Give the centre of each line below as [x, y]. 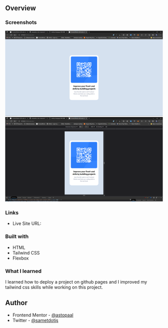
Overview [21, 8]
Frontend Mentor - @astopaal [43, 315]
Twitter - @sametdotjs [35, 320]
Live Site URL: [27, 223]
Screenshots [21, 22]
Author [16, 303]
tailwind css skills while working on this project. [54, 287]
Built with [17, 236]
